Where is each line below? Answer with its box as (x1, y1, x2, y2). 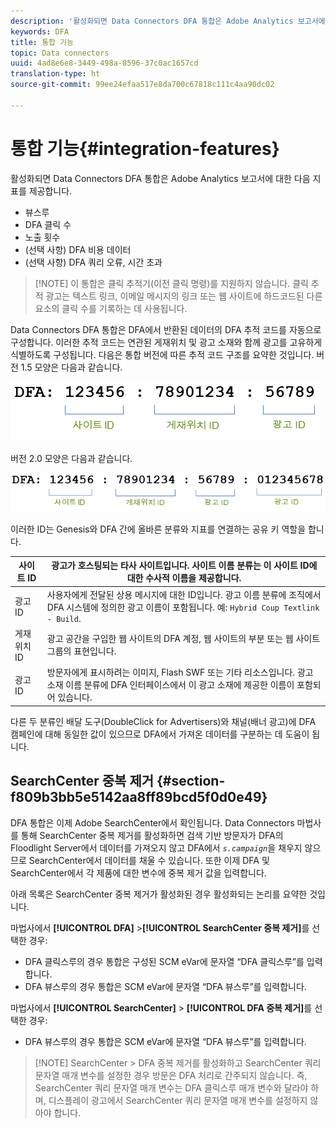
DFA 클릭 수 (24, 218, 72, 230)
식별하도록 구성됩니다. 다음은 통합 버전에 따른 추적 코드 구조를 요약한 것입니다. (10, 348, 315, 360)
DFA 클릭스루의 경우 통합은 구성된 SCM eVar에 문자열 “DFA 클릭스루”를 (24, 955, 305, 967)
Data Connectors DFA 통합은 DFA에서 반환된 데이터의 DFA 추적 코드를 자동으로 (10, 323, 322, 335)
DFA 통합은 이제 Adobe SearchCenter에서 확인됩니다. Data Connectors (10, 816, 295, 829)
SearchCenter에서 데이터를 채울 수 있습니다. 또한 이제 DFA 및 (28, 854, 270, 866)
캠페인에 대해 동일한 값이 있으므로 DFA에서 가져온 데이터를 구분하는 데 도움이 (10, 728, 310, 740)
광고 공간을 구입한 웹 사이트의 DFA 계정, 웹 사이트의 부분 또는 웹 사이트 (46, 633, 321, 645)
